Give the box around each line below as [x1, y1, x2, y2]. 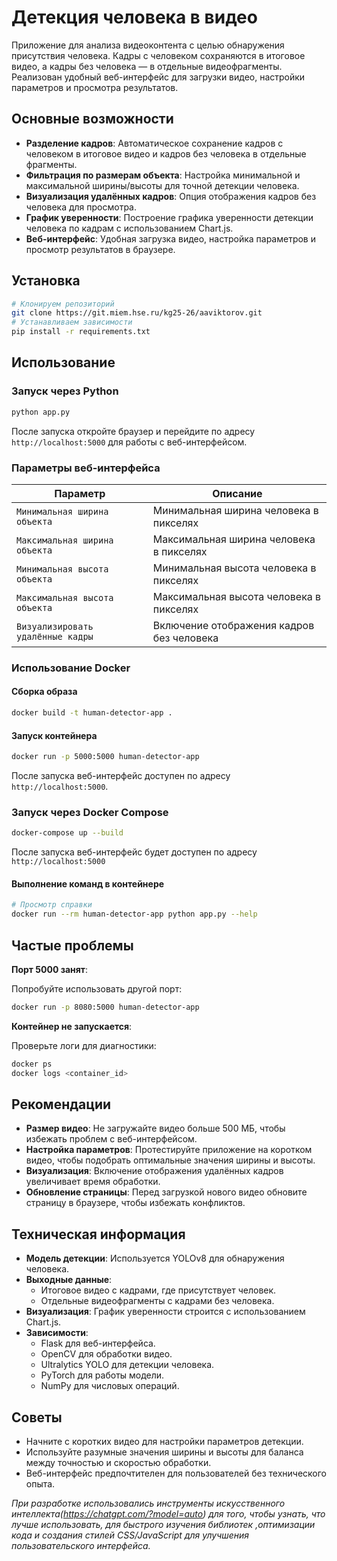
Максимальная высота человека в [152, 589, 322, 603]
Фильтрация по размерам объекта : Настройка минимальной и [25, 169, 301, 181]
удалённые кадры [16, 631, 94, 642]
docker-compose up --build [11, 828, 124, 838]
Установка [11, 272, 81, 290]
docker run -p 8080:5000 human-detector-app [11, 1002, 200, 1012]
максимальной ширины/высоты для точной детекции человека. [25, 179, 300, 191]
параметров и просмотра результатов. [11, 81, 179, 93]
